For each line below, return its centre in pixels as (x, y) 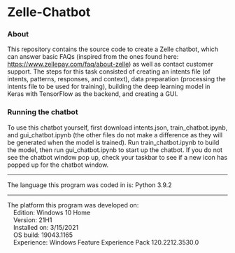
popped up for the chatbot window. (58, 165)
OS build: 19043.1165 (43, 235)
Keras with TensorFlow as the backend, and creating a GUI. (93, 94)
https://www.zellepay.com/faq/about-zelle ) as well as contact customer (111, 64)
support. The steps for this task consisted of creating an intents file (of (109, 71)
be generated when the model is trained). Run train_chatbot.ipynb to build (113, 142)
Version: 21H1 (33, 220)
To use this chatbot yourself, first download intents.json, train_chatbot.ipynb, (117, 128)
